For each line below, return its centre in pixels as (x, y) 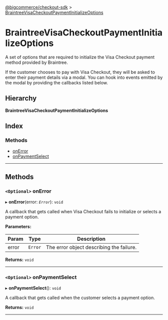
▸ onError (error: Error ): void (34, 202)
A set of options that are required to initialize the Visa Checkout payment (80, 57)
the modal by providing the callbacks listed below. (57, 82)
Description (91, 239)
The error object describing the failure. (91, 248)
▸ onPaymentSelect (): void (33, 288)
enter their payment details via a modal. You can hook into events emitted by (84, 77)
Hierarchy (21, 99)
